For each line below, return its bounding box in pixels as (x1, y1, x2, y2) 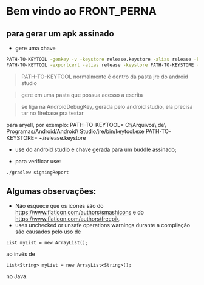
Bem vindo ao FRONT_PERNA (6, 4, 157, 18)
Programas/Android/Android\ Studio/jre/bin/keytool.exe (6, 128, 144, 135)
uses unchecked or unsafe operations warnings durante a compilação (15, 222, 190, 229)
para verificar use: (15, 157, 61, 165)
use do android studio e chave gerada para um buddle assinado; (15, 146, 177, 153)
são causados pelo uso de (15, 228, 81, 235)
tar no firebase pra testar (21, 109, 84, 117)
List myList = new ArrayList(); (6, 240, 88, 246)
